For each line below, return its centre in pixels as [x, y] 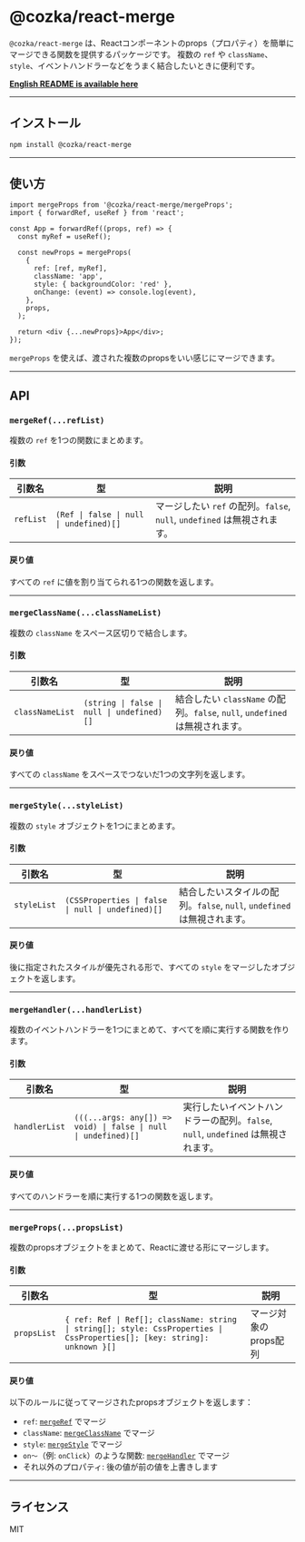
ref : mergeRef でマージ [64, 1421]
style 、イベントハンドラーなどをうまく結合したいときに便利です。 [135, 65]
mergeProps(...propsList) [67, 1228]
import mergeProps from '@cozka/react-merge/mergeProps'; [121, 205]
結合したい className [221, 699]
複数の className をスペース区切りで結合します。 [101, 633]
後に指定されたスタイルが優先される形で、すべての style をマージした [141, 967]
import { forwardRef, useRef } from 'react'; [97, 213]
